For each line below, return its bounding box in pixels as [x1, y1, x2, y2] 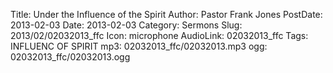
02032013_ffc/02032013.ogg [10, 51, 131, 63]
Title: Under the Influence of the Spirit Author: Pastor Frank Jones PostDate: [10, 9, 323, 20]
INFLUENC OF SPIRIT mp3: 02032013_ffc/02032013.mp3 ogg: [10, 40, 268, 52]
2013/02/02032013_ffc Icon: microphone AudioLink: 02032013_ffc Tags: [10, 30, 309, 41]
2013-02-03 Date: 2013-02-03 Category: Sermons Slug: [10, 19, 243, 31]
